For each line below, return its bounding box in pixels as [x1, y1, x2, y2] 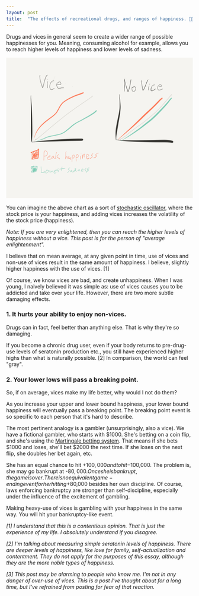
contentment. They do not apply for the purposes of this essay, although [6, 553, 184, 560]
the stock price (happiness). [6, 217, 75, 224]
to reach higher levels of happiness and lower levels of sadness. [6, 45, 163, 53]
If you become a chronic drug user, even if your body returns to [6, 341, 161, 349]
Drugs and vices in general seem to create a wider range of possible [6, 33, 174, 40]
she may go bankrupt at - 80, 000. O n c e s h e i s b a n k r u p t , [6, 468, 137, 475]
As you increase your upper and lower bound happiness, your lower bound [6, 400, 189, 407]
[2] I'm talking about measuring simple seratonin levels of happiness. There [6, 540, 191, 547]
